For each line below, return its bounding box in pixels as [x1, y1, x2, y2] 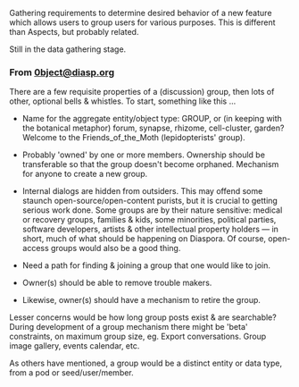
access [21, 243, 49, 254]
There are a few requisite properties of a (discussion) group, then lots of [9, 87, 275, 97]
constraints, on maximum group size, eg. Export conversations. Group [9, 331, 267, 342]
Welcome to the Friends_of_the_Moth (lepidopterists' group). [21, 132, 245, 143]
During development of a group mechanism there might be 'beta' [9, 322, 248, 332]
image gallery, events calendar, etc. [9, 341, 140, 351]
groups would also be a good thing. [50, 243, 181, 254]
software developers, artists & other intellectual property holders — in [21, 223, 279, 235]
